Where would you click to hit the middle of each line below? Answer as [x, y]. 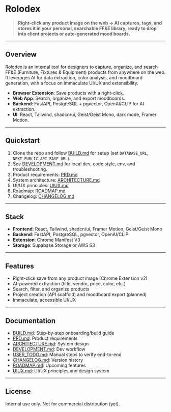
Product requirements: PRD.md [45, 174]
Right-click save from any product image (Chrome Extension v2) [80, 278]
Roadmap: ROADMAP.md [39, 191]
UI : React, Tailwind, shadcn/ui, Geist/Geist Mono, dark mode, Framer [84, 114]
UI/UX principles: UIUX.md [40, 185]
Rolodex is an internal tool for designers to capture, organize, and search [82, 67]
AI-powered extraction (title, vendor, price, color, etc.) [69, 284]
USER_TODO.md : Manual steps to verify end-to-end [67, 355]
